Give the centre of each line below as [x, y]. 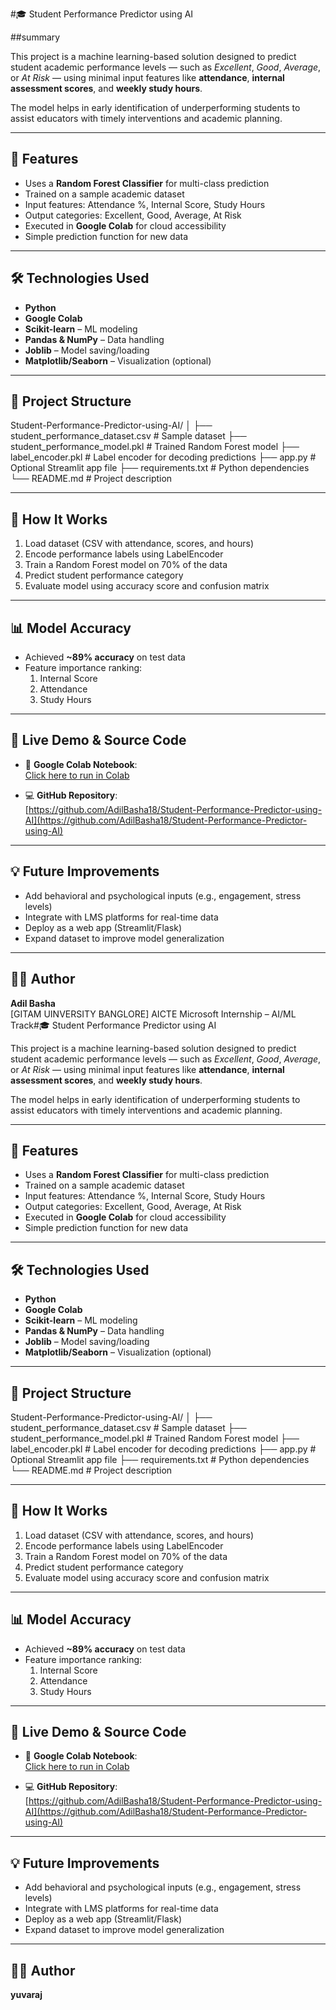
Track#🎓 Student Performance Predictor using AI [113, 1025]
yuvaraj [26, 1994]
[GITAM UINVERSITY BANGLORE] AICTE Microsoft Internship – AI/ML [153, 1014]
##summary [35, 37]
